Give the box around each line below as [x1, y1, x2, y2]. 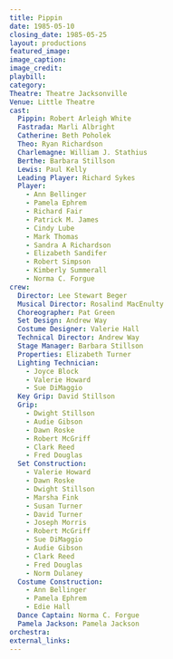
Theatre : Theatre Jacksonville [9, 89, 128, 98]
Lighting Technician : [17, 358, 100, 368]
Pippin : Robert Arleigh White [17, 114, 131, 123]
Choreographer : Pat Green [17, 308, 116, 317]
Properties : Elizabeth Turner [17, 349, 131, 358]
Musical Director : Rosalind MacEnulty [17, 300, 165, 309]
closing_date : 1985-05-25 [9, 30, 107, 39]
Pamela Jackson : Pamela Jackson [17, 619, 140, 628]
